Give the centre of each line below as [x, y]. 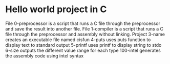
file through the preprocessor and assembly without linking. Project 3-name [85, 34]
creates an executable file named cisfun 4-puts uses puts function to [78, 40]
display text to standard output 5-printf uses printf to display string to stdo [83, 45]
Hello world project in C [56, 9]
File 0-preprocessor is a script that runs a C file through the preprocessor [83, 23]
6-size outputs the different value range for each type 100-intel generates [83, 50]
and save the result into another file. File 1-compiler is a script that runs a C [84, 28]
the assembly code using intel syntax [45, 56]
